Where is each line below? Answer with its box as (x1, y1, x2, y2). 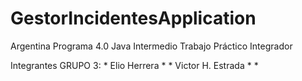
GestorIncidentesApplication (10, 7, 257, 30)
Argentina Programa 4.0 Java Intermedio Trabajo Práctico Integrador (10, 40, 293, 52)
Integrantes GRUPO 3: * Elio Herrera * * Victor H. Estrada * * (10, 59, 259, 71)
